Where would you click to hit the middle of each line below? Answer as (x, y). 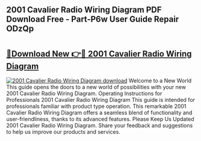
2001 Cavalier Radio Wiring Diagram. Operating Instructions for (84, 93)
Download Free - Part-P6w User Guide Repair (93, 20)
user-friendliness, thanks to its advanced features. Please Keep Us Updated (100, 119)
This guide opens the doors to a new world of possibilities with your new (96, 87)
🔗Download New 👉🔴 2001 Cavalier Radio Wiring (99, 54)
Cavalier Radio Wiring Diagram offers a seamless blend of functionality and (99, 113)
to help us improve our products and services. (63, 132)
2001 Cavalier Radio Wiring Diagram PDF (84, 10)
